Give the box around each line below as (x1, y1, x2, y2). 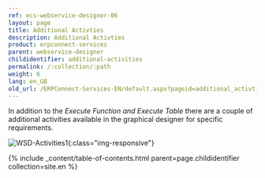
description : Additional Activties (8, 33, 125, 42)
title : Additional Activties (8, 26, 104, 34)
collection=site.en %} (8, 162, 78, 172)
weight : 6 (8, 70, 41, 78)
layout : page (8, 19, 51, 27)
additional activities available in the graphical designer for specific (8, 115, 223, 124)
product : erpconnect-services (8, 41, 108, 49)
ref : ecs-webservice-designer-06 (8, 11, 118, 20)
